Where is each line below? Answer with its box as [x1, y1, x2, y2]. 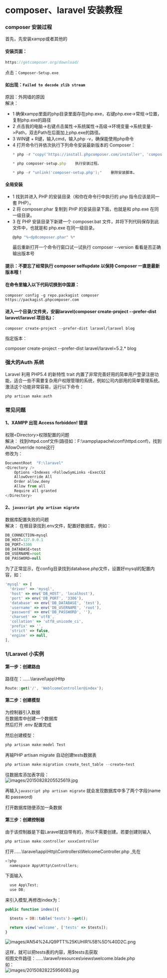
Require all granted [14, 488, 57, 494]
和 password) [5, 794, 33, 800]
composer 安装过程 [5, 23, 52, 30]
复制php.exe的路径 [12, 117, 51, 123]
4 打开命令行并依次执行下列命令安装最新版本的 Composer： [12, 142, 136, 148]
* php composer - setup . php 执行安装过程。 [12, 161, 101, 166]
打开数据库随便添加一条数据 [5, 804, 62, 810]
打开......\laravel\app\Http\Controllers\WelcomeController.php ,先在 [5, 848, 141, 855]
